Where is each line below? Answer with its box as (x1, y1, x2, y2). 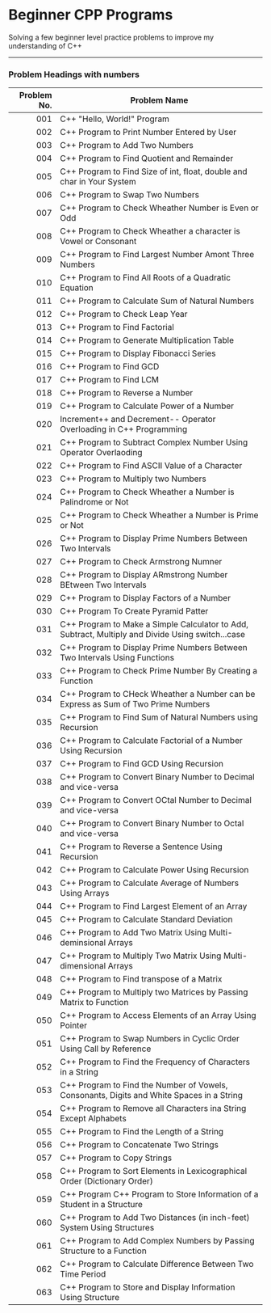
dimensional (60, 960, 106, 972)
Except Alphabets (60, 1113, 127, 1125)
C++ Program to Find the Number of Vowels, (60, 1079, 228, 1091)
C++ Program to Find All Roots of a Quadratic (60, 272, 231, 284)
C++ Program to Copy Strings (60, 1152, 173, 1163)
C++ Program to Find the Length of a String (60, 1126, 224, 1138)
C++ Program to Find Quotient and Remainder (60, 153, 234, 164)
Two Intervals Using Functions (60, 652, 175, 664)
